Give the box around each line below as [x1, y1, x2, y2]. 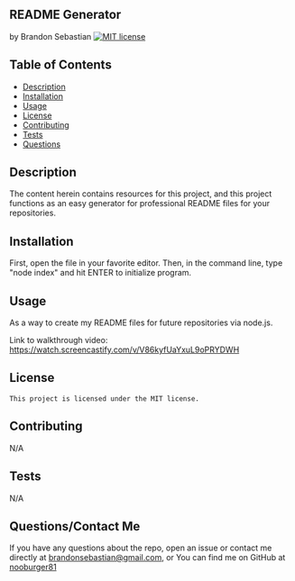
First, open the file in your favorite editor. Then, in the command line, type [9, 258, 283, 268]
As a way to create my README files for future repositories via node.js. [9, 317, 273, 328]
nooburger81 [9, 562, 57, 573]
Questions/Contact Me [9, 518, 141, 534]
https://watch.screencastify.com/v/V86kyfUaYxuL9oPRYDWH [9, 344, 240, 355]
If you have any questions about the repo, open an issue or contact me [9, 542, 272, 553]
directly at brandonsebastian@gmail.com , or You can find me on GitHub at [9, 552, 286, 563]
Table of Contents [9, 58, 113, 73]
